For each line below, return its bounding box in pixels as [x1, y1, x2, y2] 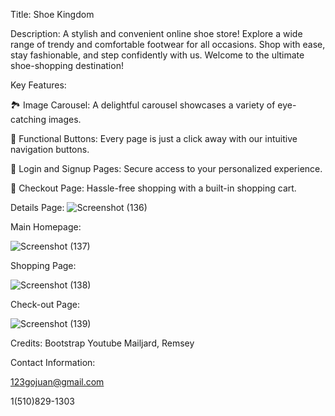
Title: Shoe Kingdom [10, 9, 95, 20]
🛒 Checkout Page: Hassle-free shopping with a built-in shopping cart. [10, 182, 297, 194]
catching [10, 114, 47, 125]
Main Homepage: [10, 221, 82, 233]
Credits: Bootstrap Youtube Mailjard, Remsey [10, 337, 195, 349]
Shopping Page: [10, 260, 77, 271]
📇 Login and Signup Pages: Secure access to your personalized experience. [10, 163, 323, 174]
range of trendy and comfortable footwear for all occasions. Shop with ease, [10, 39, 326, 50]
